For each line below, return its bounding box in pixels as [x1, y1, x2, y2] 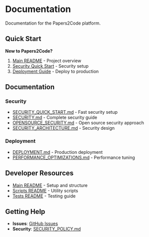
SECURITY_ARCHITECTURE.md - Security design [12, 125, 115, 131]
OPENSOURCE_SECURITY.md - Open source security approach [12, 120, 144, 126]
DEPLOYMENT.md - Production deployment [12, 149, 103, 155]
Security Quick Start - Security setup [12, 63, 89, 69]
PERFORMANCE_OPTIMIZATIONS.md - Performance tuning [12, 154, 135, 160]
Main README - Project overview [12, 58, 81, 64]
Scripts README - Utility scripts [12, 187, 78, 193]
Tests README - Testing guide [12, 193, 76, 199]
